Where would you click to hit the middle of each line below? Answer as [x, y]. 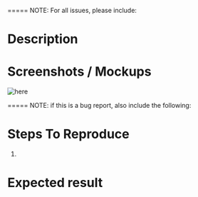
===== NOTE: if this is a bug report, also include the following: [99, 106]
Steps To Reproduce [68, 134]
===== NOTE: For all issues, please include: [72, 10]
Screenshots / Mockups [79, 72]
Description [43, 39]
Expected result [55, 183]
